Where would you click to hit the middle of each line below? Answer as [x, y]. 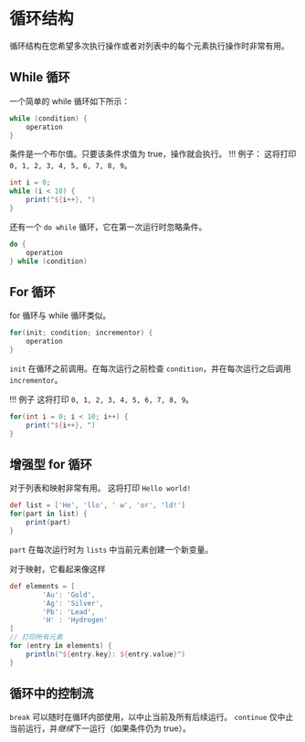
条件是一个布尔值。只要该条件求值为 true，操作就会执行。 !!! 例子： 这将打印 [153, 154]
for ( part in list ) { [49, 514]
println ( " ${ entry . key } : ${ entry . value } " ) [105, 654]
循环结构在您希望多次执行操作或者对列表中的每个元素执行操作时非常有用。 [149, 46]
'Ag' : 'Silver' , [73, 603]
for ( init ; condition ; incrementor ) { [81, 333]
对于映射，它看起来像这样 [58, 568]
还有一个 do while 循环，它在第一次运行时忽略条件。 [108, 227]
